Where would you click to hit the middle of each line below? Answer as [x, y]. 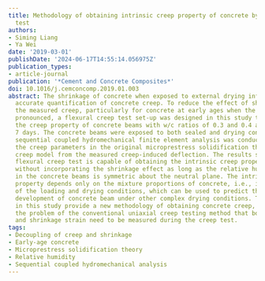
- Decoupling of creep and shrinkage [70, 235]
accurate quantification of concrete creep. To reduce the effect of [132, 103]
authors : [22, 30]
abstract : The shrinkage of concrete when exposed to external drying [127, 96]
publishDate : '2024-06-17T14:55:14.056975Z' [82, 60]
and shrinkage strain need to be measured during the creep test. [127, 220]
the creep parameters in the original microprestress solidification [132, 147]
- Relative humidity [42, 257]
